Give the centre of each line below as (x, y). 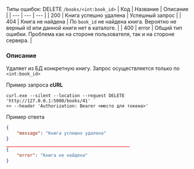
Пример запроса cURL (35, 85)
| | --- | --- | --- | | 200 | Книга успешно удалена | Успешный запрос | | (94, 15)
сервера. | (19, 40)
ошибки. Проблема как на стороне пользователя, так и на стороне (90, 34)
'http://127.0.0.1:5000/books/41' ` (51, 101)
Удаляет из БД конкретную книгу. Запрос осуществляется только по (93, 68)
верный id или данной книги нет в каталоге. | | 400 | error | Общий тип (94, 28)
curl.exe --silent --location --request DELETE (66, 96)
